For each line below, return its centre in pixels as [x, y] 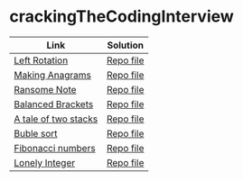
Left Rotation [41, 60]
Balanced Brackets [54, 104]
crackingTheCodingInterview [122, 17]
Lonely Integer [44, 162]
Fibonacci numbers [55, 148]
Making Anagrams [53, 75]
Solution [126, 45]
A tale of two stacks [56, 119]
